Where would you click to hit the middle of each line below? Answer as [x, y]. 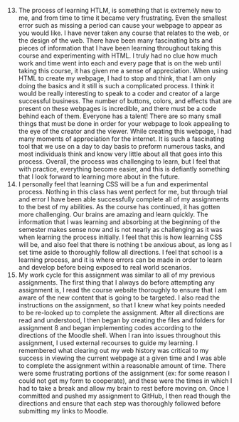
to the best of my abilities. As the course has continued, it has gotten [119, 207]
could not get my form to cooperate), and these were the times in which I [125, 381]
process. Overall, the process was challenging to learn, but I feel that [119, 162]
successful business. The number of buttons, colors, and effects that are [125, 101]
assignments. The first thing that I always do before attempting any [117, 283]
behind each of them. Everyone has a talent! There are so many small [120, 116]
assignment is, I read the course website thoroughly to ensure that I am [122, 290]
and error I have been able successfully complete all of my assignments [124, 199]
